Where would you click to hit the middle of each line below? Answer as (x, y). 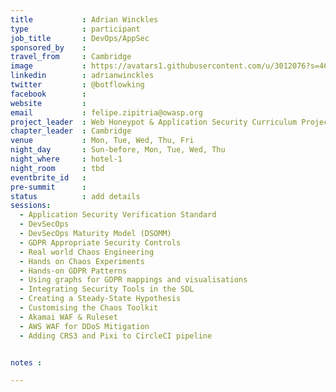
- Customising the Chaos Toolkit (89, 308)
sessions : (31, 206)
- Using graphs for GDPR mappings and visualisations (133, 280)
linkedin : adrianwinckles (82, 76)
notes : (26, 362)
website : (48, 103)
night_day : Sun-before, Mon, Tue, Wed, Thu (118, 150)
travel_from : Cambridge (71, 57)
